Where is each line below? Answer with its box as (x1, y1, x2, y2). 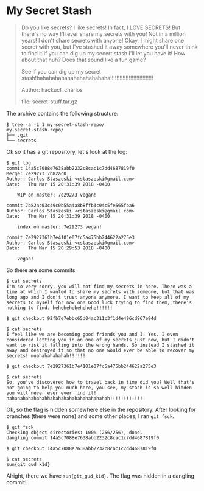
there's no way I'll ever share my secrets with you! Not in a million (21, 30, 186, 37)
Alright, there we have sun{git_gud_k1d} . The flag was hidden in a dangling (6, 472, 195, 479)
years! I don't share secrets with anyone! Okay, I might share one (21, 37, 185, 44)
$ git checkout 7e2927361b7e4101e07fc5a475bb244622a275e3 (6, 363, 157, 369)
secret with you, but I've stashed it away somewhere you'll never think (21, 43, 198, 50)
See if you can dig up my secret (21, 68, 102, 75)
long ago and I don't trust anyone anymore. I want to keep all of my (6, 294, 189, 300)
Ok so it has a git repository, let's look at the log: (6, 148, 128, 155)
